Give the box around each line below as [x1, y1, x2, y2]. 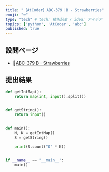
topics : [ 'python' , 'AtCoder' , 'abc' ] [5, 21, 86, 27]
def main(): [5, 126, 30, 131]
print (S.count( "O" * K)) [14, 144, 66, 149]
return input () [14, 112, 46, 118]
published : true [5, 26, 39, 31]
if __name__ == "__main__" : [5, 157, 64, 163]
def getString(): [5, 107, 42, 112]
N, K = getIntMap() [14, 131, 55, 136]
